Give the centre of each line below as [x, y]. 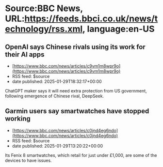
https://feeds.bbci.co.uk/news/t [91, 19]
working [18, 119]
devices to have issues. [28, 160]
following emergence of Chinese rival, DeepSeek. [55, 96]
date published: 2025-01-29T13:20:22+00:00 [57, 146]
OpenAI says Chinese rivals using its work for [75, 47]
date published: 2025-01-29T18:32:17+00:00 [57, 81]
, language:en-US [118, 29]
